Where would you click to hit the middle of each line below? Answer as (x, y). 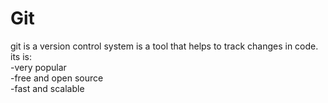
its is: (21, 56)
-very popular (38, 67)
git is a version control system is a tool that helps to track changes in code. (164, 46)
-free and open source (57, 78)
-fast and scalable (47, 88)
